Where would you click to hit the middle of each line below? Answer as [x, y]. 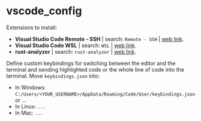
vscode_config [44, 11]
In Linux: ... [30, 106]
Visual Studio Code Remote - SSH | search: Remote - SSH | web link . [99, 39]
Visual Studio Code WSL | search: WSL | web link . [76, 45]
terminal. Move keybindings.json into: [53, 76]
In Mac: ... [29, 113]
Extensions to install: [32, 27]
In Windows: [30, 87]
